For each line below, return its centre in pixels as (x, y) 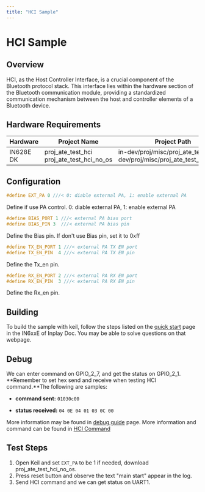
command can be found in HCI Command (59, 429)
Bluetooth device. (28, 105)
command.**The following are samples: (57, 387)
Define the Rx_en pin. (33, 293)
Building (22, 312)
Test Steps (27, 448)
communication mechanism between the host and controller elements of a (100, 99)
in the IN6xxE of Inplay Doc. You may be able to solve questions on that (96, 333)
